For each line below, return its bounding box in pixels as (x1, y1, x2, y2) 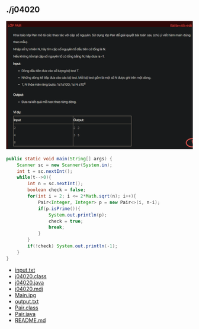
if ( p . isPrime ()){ (37, 205, 81, 212)
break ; (48, 224, 65, 230)
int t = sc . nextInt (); (17, 168, 73, 174)
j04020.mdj (14, 285, 43, 292)
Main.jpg (14, 291, 37, 298)
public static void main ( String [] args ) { (6, 156, 113, 162)
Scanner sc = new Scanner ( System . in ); (17, 162, 113, 168)
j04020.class (14, 272, 47, 280)
